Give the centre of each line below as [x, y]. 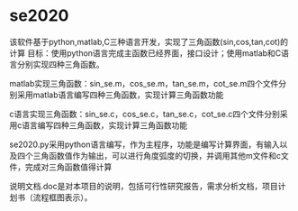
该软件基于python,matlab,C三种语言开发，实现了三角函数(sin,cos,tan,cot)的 [149, 41]
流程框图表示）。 [63, 197]
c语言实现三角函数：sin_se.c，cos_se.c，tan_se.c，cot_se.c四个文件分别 [145, 114]
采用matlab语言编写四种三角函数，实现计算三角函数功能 [120, 95]
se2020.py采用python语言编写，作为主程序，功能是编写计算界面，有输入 [145, 144]
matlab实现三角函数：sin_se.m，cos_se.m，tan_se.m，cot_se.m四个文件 [144, 83]
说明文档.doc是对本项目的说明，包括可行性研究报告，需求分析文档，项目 [144, 186]
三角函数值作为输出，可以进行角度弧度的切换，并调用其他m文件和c [157, 155]
